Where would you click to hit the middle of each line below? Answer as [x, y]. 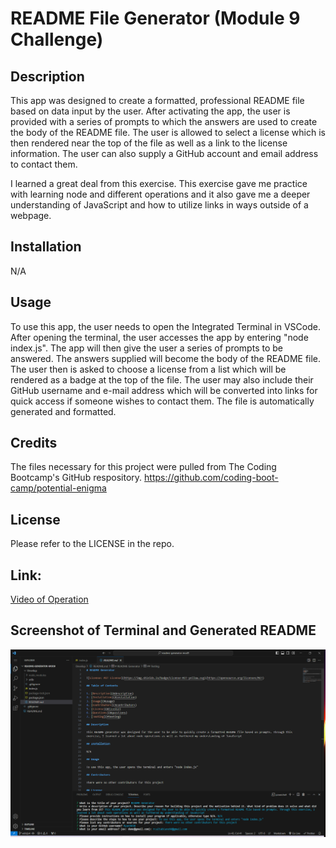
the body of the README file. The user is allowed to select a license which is [168, 132]
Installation [46, 247]
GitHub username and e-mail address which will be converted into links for [164, 390]
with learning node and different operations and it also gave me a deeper [160, 194]
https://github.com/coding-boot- [211, 478]
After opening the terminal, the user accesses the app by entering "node [159, 337]
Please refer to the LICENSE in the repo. [92, 544]
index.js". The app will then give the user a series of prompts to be [146, 348]
